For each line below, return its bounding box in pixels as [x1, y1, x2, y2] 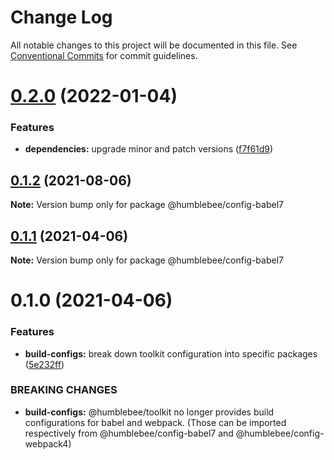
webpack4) [24, 437, 72, 450]
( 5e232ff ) [24, 358, 65, 370]
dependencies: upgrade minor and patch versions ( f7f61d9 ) [24, 143, 274, 155]
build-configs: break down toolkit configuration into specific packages [24, 347, 318, 360]
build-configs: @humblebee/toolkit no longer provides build [24, 406, 275, 418]
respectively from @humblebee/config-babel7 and [24, 427, 234, 439]
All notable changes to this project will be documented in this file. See [10, 39, 298, 51]
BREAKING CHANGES [10, 383, 118, 397]
